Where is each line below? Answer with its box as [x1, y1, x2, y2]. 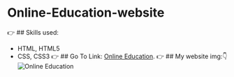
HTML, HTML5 [17, 44, 61, 53]
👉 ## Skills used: [7, 28, 59, 36]
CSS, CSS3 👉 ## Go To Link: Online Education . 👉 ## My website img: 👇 [17, 52, 228, 60]
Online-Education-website [7, 5, 165, 21]
